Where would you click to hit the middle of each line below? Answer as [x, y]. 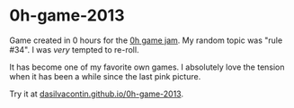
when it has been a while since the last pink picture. [105, 76]
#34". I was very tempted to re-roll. [74, 49]
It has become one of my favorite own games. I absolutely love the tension [147, 67]
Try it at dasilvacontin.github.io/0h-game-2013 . [97, 94]
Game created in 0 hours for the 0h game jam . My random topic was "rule [146, 40]
